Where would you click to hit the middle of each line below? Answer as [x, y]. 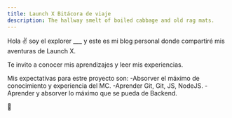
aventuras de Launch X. [41, 51]
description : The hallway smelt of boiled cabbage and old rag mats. [111, 20]
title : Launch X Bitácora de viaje [59, 14]
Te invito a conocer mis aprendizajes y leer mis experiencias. [95, 65]
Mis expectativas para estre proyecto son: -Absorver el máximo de [103, 78]
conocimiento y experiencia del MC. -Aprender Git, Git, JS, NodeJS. [105, 86]
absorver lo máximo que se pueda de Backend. [109, 93]
